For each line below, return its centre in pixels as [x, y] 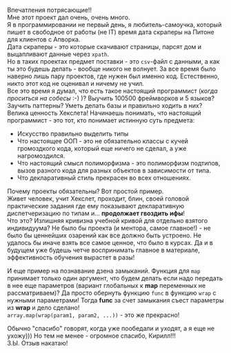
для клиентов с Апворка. [44, 39]
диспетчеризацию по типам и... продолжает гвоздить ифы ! [96, 213]
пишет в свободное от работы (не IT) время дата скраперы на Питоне [111, 32]
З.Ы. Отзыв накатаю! [38, 343]
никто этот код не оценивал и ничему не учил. [76, 83]
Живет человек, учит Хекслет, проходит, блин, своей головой [98, 199]
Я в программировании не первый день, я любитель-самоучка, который [114, 25]
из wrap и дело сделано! [43, 308]
